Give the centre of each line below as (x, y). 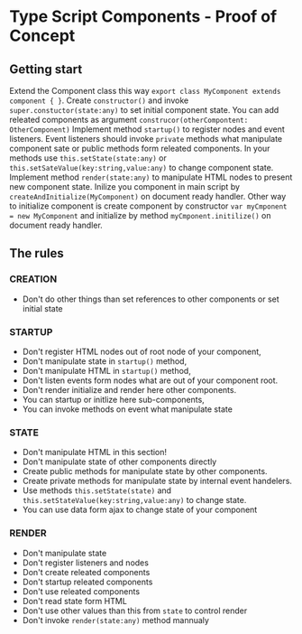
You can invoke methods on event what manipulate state (127, 409)
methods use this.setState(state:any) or (88, 158)
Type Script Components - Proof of (143, 17)
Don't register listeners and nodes (85, 563)
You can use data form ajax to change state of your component (140, 510)
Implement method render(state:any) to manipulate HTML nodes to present (151, 177)
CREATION (33, 279)
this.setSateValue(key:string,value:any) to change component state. (142, 168)
